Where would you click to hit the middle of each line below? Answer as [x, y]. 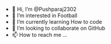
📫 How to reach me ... [39, 35]
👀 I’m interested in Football [44, 15]
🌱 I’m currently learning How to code [57, 22]
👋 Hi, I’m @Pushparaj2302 [44, 9]
